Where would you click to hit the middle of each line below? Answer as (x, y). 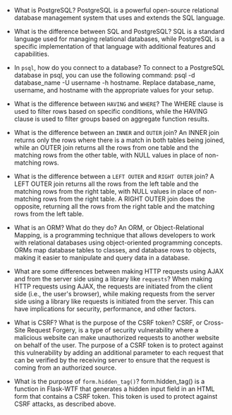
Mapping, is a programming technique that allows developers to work (115, 235)
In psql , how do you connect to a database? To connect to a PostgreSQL (119, 68)
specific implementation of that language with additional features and (115, 46)
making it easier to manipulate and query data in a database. (102, 258)
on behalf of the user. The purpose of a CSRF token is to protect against (118, 345)
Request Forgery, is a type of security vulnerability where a (113, 330)
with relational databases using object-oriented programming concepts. (118, 242)
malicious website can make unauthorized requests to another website (117, 338)
